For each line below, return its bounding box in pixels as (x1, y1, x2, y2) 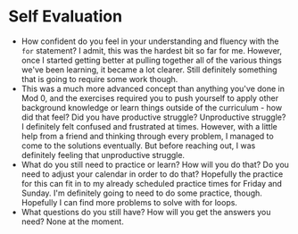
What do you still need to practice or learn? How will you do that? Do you (21, 159, 289, 170)
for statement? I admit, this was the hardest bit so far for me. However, (21, 45, 283, 55)
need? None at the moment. (21, 216, 124, 227)
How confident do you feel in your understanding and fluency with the (21, 36, 279, 46)
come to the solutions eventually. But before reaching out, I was (21, 140, 256, 151)
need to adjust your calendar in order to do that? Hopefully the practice (21, 168, 284, 180)
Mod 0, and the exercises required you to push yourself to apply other (21, 92, 278, 104)
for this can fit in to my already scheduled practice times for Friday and (21, 178, 283, 188)
